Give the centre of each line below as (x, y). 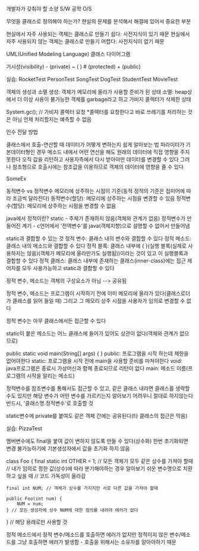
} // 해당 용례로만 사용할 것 (37, 522)
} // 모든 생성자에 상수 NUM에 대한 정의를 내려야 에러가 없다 (72, 510)
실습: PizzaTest (24, 428)
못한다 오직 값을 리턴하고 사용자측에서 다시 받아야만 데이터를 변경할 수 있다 (93, 159)
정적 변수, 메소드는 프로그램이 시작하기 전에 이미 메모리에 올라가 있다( (86, 293)
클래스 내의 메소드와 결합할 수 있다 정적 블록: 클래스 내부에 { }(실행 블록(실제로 (97, 246)
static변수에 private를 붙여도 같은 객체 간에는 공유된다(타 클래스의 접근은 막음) (97, 416)
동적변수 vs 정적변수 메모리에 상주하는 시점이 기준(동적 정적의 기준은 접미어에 (96, 191)
